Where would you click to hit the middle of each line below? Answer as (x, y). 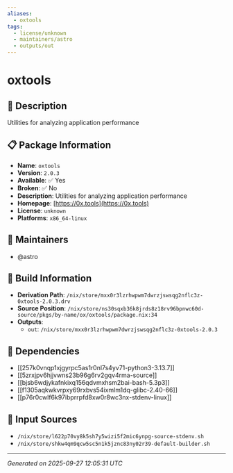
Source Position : (41, 308)
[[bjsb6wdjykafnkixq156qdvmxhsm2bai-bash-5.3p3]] (93, 383)
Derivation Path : (41, 295)
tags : (15, 26)
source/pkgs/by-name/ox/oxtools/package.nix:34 (87, 315)
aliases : (20, 14)
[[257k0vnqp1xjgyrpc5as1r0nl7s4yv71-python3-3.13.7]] (96, 368)
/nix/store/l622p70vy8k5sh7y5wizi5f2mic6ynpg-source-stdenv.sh (111, 437)
